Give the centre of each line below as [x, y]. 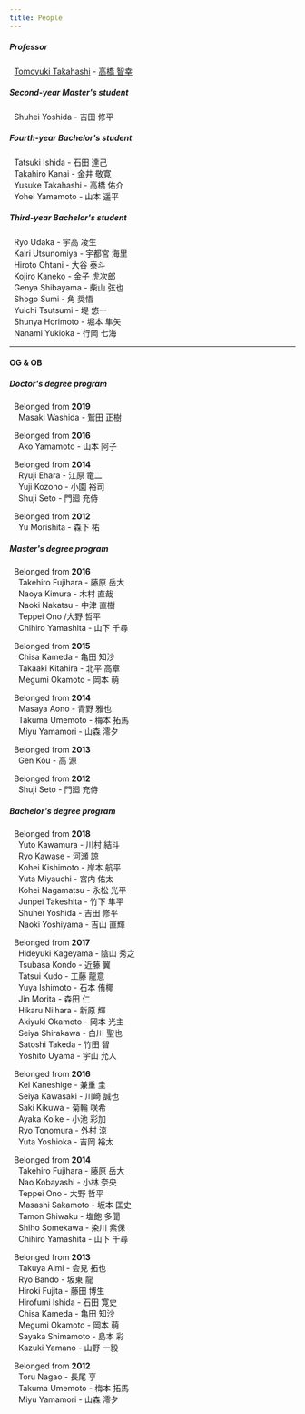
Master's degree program [59, 548]
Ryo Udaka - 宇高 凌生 [55, 241]
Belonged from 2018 [52, 834]
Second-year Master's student [69, 93]
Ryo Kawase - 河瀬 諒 [59, 856]
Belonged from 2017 [52, 942]
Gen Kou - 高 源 [47, 760]
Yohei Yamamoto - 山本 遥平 [66, 196]
